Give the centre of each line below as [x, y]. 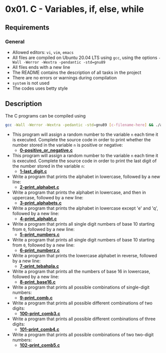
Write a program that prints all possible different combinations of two [82, 303]
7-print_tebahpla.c [39, 266]
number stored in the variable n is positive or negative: [67, 145]
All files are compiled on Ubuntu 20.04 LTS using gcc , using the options [85, 58]
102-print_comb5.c [40, 345]
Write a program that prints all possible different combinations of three [84, 319]
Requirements [27, 28]
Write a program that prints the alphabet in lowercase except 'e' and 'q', [85, 208]
